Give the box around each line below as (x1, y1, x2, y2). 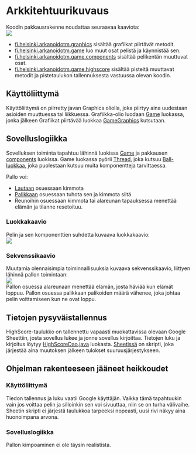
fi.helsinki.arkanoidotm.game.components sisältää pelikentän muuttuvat (14, 53, 188, 60)
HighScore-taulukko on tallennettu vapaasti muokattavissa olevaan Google (6, 328, 186, 335)
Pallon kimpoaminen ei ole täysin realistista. (6, 441, 111, 448)
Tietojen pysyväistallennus (6, 312, 107, 323)
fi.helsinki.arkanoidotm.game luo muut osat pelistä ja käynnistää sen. (14, 47, 181, 54)
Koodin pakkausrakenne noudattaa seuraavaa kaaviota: (6, 23, 140, 30)
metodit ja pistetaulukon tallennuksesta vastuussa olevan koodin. (14, 71, 171, 78)
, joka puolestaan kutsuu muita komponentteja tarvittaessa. (25, 162, 167, 169)
